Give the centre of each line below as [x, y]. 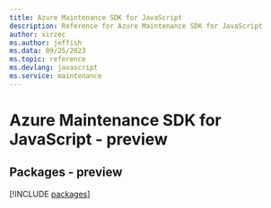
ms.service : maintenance [56, 76]
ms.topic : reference [48, 59]
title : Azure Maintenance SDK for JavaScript [96, 17]
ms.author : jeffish [46, 43]
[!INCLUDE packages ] [50, 194]
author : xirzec [38, 34]
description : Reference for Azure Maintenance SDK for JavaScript [136, 26]
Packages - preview [66, 173]
